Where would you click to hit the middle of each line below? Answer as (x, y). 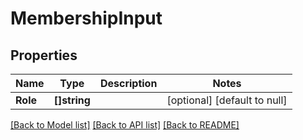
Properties (44, 55)
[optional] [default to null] (227, 100)
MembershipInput (86, 18)
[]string (72, 100)
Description (128, 83)
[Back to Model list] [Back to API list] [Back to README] (125, 125)
